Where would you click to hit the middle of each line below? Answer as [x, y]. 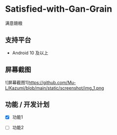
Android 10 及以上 [30, 53]
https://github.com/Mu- [52, 82]
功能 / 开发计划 [28, 104]
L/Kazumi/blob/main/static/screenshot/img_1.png [55, 88]
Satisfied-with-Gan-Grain [58, 9]
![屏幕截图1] [17, 82]
